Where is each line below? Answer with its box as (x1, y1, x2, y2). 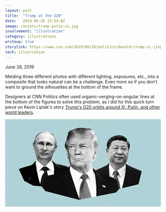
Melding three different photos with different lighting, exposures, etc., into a (5, 73, 159, 79)
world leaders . (5, 109, 35, 115)
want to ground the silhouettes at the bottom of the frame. (5, 84, 124, 90)
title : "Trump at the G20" (5, 13, 63, 18)
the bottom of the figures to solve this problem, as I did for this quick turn (5, 99, 154, 105)
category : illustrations (5, 34, 56, 39)
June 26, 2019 (5, 64, 35, 70)
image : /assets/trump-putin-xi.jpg (5, 24, 79, 29)
